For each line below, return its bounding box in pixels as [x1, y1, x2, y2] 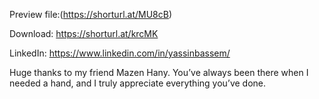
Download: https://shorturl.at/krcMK [9, 28, 159, 39]
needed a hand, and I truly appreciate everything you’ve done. [9, 77, 267, 89]
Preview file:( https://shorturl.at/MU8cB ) [9, 9, 173, 20]
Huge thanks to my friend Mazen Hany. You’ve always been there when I [9, 67, 309, 78]
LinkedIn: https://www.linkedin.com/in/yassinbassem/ [9, 47, 231, 59]
